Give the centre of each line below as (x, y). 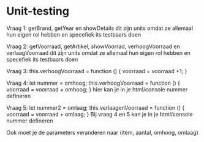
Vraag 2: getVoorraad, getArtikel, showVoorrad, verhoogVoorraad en (93, 46)
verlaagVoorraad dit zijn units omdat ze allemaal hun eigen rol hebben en (99, 52)
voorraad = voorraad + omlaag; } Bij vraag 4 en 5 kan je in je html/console (100, 114)
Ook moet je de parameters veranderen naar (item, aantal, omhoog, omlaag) (103, 132)
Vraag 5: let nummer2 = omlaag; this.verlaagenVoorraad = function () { (96, 107)
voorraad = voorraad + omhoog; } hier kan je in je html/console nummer (97, 89)
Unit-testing (38, 11)
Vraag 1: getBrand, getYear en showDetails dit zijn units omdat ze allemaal (100, 28)
